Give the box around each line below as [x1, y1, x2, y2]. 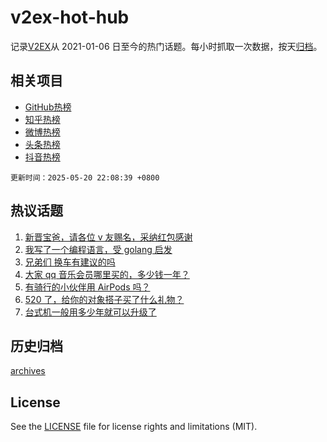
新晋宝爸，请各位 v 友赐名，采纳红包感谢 [24, 231, 193, 243]
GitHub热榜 [24, 101, 72, 113]
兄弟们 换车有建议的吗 [24, 256, 116, 268]
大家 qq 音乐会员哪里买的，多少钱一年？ [24, 268, 190, 280]
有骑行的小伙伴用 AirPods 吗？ [24, 281, 151, 293]
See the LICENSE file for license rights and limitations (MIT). [10, 421, 258, 433]
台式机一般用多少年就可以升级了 [24, 306, 157, 318]
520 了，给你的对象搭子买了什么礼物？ [24, 293, 185, 305]
